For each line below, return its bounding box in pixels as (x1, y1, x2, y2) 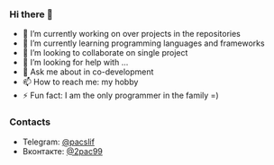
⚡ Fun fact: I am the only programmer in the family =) (22, 90, 219, 101)
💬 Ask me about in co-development (22, 66, 154, 77)
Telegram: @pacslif (22, 136, 95, 147)
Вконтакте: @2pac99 (22, 145, 104, 156)
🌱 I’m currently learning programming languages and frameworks (22, 38, 265, 48)
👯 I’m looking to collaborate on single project (22, 48, 188, 58)
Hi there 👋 (9, 8, 54, 21)
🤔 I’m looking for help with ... (22, 57, 129, 68)
